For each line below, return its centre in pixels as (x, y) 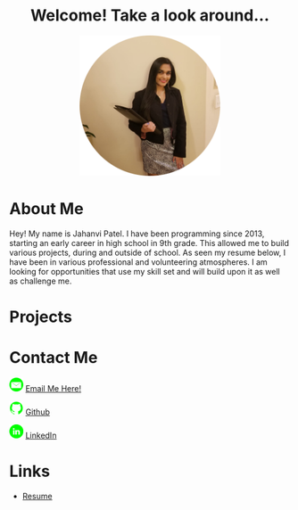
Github (38, 412)
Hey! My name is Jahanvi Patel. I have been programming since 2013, (137, 234)
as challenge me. (41, 281)
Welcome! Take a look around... (150, 16)
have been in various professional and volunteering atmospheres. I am (138, 262)
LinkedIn (41, 435)
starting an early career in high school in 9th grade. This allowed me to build (149, 243)
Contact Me (54, 358)
